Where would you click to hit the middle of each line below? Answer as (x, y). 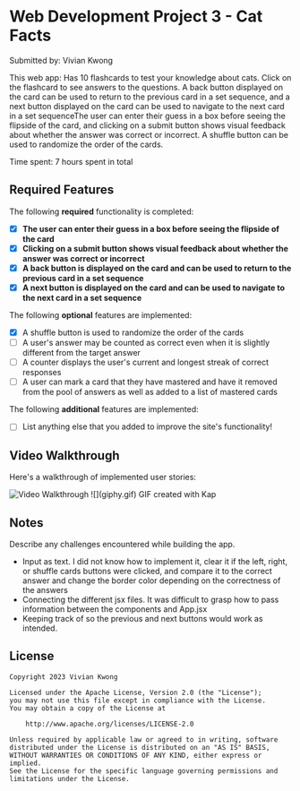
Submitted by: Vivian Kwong (61, 60)
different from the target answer (81, 353)
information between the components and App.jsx (115, 609)
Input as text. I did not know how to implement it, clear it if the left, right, (155, 561)
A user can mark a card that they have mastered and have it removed (150, 382)
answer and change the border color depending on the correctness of (151, 580)
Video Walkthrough (64, 456)
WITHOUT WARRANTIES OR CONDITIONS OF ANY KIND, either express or (136, 755)
